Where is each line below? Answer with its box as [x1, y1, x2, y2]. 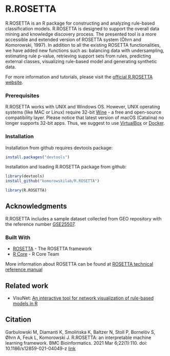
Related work [5, 281, 49, 290]
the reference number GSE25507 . [5, 221, 76, 227]
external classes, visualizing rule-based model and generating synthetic [5, 58, 157, 64]
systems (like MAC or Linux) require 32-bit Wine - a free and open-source [5, 109, 161, 116]
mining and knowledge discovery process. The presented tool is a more [5, 31, 157, 37]
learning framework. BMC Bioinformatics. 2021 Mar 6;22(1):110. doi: [5, 340, 147, 346]
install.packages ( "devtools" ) [5, 155, 70, 160]
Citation [5, 315, 32, 324]
